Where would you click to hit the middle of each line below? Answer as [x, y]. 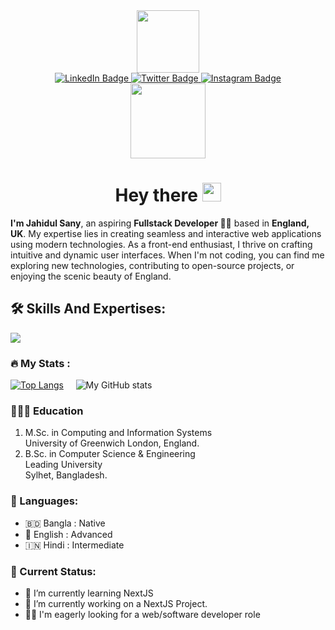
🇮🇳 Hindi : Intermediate [74, 545]
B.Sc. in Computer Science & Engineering [110, 454]
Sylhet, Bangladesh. [66, 475]
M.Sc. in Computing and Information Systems [118, 433]
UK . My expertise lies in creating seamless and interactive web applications [166, 233]
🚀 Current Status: [53, 571]
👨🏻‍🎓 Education [47, 411]
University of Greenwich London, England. [112, 443]
